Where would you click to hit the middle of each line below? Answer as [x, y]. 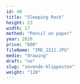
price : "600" [22, 45]
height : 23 [19, 22]
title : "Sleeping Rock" [35, 17]
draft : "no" [21, 61]
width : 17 [18, 28]
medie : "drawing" [27, 56]
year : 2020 [19, 39]
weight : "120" [24, 72]
